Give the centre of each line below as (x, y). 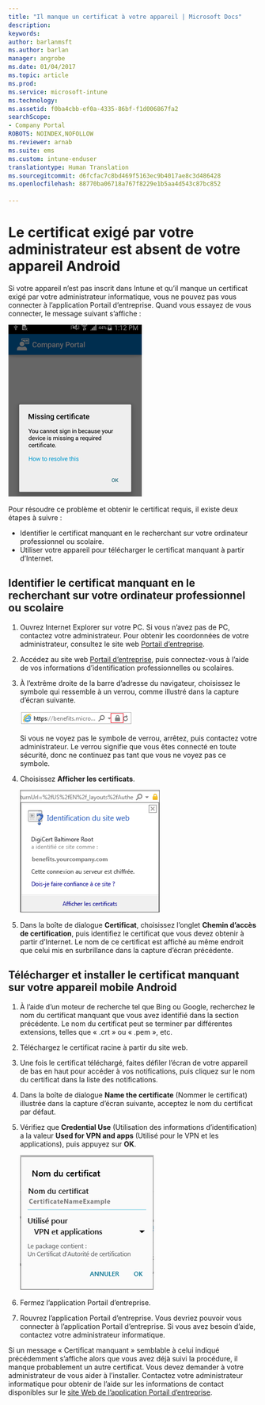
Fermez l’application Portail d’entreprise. (85, 1302)
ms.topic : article (38, 75)
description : (30, 25)
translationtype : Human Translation (68, 167)
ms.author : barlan (38, 50)
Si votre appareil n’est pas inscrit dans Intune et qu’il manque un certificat (128, 288)
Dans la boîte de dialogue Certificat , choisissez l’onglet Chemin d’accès (138, 925)
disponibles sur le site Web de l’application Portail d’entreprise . (110, 1392)
